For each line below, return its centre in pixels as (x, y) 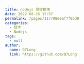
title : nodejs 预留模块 (27, 9)
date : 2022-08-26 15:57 (29, 14)
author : (13, 45)
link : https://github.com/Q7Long (43, 54)
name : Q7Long (23, 50)
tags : (10, 37)
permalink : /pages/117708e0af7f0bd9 (42, 18)
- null (16, 41)
